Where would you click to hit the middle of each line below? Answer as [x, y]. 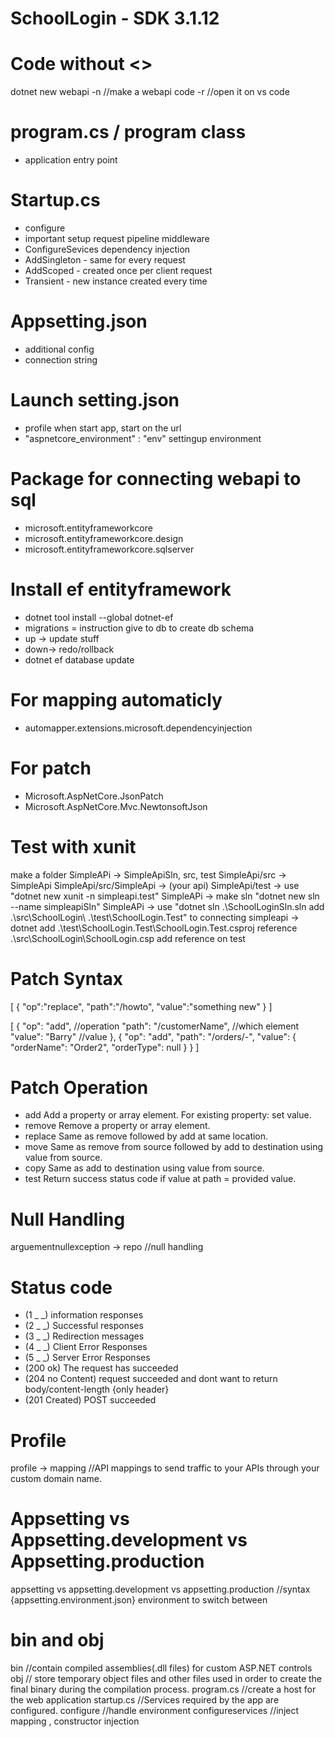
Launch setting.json [95, 400]
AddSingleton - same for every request [105, 260]
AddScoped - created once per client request [118, 270]
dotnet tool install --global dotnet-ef [99, 617]
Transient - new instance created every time [116, 281]
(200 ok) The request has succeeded [101, 1368]
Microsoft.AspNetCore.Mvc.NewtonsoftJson [116, 806]
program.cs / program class [128, 132]
